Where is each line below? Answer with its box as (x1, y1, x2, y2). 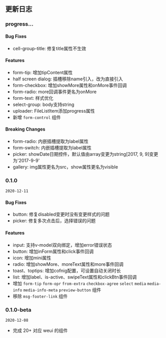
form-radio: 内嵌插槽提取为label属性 (12, 138, 88, 144)
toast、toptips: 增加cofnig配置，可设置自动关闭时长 (12, 267, 121, 273)
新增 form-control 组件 (12, 114, 61, 120)
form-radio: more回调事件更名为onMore (12, 89, 97, 95)
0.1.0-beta (5, 306, 32, 313)
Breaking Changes (5, 126, 45, 132)
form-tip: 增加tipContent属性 (12, 69, 73, 75)
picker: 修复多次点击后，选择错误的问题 (12, 218, 96, 224)
